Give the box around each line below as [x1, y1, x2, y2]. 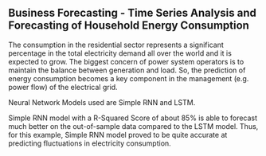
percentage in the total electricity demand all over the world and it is [8, 48, 233, 58]
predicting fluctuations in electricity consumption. [8, 138, 171, 148]
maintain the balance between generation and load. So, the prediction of [8, 65, 246, 75]
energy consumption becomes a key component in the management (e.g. [8, 73, 249, 83]
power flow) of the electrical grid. [8, 82, 118, 92]
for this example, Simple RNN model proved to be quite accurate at [8, 130, 228, 139]
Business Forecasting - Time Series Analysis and [8, 6, 257, 20]
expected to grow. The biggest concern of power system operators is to [8, 57, 244, 66]
